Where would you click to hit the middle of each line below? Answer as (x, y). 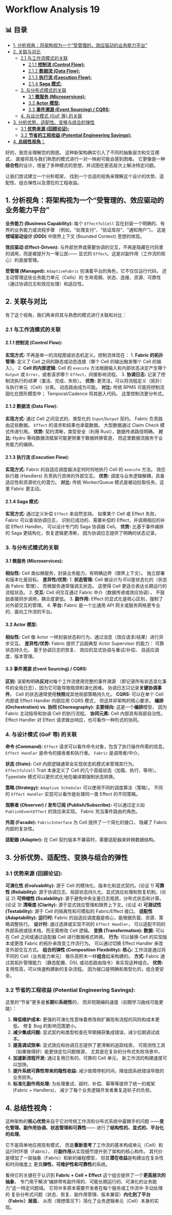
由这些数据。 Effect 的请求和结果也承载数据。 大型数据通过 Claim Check (82, 425)
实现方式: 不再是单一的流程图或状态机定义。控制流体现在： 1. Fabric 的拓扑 (84, 355)
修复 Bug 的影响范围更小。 (51, 1026)
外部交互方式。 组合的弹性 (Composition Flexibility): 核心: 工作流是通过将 (88, 949)
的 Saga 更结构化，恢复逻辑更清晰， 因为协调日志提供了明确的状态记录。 (82, 533)
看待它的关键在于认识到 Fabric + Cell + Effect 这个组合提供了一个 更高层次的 (85, 1175)
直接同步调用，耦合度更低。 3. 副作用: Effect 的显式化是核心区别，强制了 (86, 599)
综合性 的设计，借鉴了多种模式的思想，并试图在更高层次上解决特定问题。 (82, 165)
